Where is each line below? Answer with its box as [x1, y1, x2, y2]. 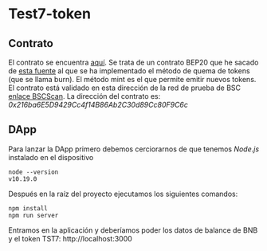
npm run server [8, 211, 59, 219]
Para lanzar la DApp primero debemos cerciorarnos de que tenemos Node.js [8, 144, 260, 154]
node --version [8, 168, 59, 176]
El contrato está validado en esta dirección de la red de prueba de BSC [8, 83, 241, 92]
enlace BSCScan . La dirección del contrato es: [8, 92, 161, 100]
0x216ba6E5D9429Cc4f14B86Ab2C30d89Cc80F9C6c [8, 100, 189, 109]
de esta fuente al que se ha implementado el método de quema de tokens [8, 66, 250, 76]
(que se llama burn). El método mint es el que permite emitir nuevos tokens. [8, 75, 257, 84]
